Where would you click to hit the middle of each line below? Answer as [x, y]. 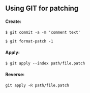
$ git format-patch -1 [29, 41]
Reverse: [15, 75]
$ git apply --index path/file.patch [45, 63]
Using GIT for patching [42, 8]
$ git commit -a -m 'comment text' [43, 32]
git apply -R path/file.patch [37, 85]
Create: [13, 21]
